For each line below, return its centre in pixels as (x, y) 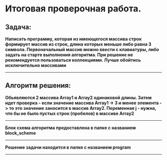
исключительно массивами (36, 65)
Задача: (18, 27)
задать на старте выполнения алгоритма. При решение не (69, 55)
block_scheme (21, 133)
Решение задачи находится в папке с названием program (68, 147)
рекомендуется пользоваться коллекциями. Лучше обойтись (73, 60)
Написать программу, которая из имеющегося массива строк (73, 39)
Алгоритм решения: (38, 86)
